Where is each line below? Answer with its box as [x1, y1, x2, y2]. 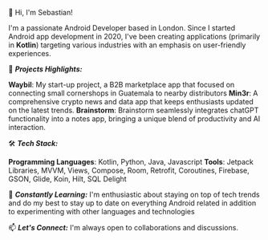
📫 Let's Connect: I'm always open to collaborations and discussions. [8, 223, 239, 232]
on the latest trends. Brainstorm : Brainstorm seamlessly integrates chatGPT [8, 105, 259, 115]
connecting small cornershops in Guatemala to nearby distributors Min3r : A [8, 88, 258, 98]
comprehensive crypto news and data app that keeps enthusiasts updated [8, 97, 254, 106]
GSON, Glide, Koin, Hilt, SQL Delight [8, 174, 127, 184]
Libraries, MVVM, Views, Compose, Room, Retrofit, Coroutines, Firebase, [8, 165, 250, 175]
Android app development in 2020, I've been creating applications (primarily [8, 32, 261, 41]
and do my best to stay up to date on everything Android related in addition [8, 198, 257, 208]
